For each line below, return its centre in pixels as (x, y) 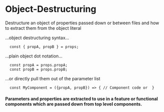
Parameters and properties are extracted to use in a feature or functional (82, 99)
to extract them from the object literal (43, 28)
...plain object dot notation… (34, 56)
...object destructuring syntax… (37, 38)
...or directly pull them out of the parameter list (53, 78)
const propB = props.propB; (39, 69)
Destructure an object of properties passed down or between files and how (82, 23)
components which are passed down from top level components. (74, 104)
